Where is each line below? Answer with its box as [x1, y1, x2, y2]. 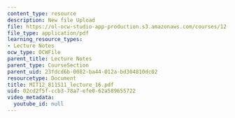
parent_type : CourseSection [7, 62, 90, 69]
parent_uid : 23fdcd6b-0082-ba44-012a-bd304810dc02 [7, 68, 158, 75]
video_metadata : [7, 94, 55, 101]
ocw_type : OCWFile [7, 49, 61, 56]
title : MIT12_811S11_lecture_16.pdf [7, 81, 114, 88]
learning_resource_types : [7, 36, 83, 43]
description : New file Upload [7, 17, 96, 24]
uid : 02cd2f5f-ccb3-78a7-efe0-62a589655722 [7, 87, 136, 94]
